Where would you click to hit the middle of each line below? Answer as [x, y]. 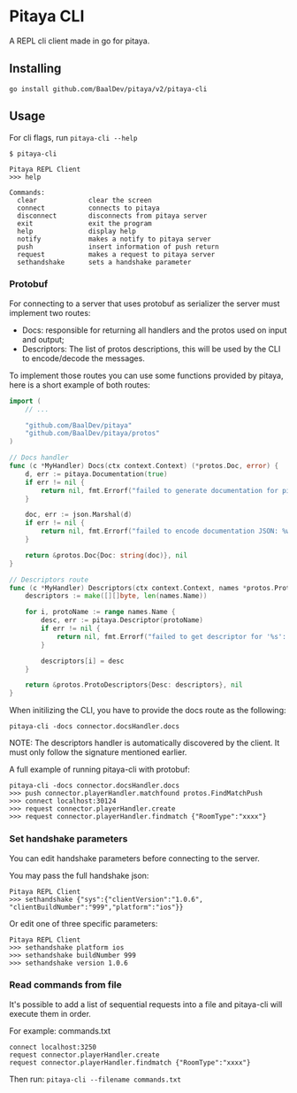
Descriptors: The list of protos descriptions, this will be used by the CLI [151, 349]
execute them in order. [50, 1013]
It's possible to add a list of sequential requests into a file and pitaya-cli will [146, 1004]
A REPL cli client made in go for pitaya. [80, 41]
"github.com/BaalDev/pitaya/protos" [93, 434]
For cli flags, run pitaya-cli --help [73, 137]
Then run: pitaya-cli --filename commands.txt [95, 1079]
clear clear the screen [84, 200]
